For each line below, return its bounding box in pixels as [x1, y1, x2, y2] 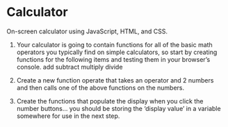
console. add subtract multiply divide [16, 62, 123, 71]
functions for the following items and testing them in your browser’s [16, 55, 211, 63]
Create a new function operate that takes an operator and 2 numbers [16, 76, 214, 84]
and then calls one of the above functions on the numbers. [16, 83, 185, 92]
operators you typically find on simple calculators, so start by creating [16, 48, 218, 56]
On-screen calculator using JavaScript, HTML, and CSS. [6, 27, 168, 35]
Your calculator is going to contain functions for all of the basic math [16, 40, 213, 49]
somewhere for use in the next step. [16, 112, 120, 120]
